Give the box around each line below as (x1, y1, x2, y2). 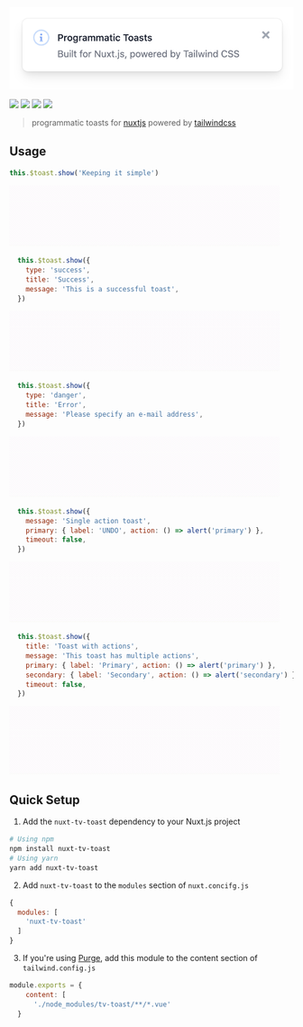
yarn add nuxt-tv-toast (9, 863, 99, 873)
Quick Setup (9, 792, 80, 808)
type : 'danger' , (25, 391, 87, 400)
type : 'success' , (25, 265, 91, 274)
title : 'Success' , (25, 274, 95, 284)
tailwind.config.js (22, 964, 96, 973)
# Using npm (9, 835, 54, 844)
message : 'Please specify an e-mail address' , (25, 410, 204, 420)
